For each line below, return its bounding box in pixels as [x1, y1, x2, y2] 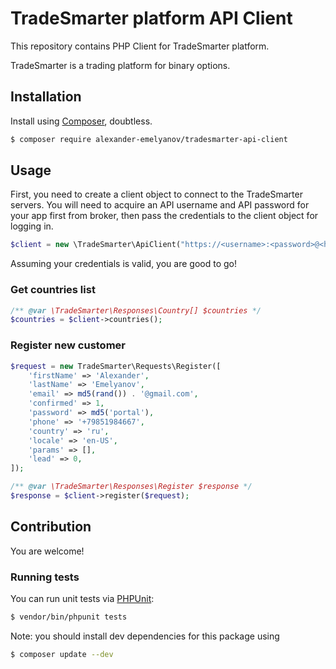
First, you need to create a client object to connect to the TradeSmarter [10, 188, 303, 201]
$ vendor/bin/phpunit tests [10, 612, 128, 622]
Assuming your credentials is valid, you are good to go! [10, 258, 237, 270]
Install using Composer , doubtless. [10, 115, 153, 127]
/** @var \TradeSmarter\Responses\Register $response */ [10, 482, 253, 492]
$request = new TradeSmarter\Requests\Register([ [10, 361, 222, 371]
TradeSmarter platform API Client [10, 7, 293, 30]
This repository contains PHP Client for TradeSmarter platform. [10, 40, 270, 52]
